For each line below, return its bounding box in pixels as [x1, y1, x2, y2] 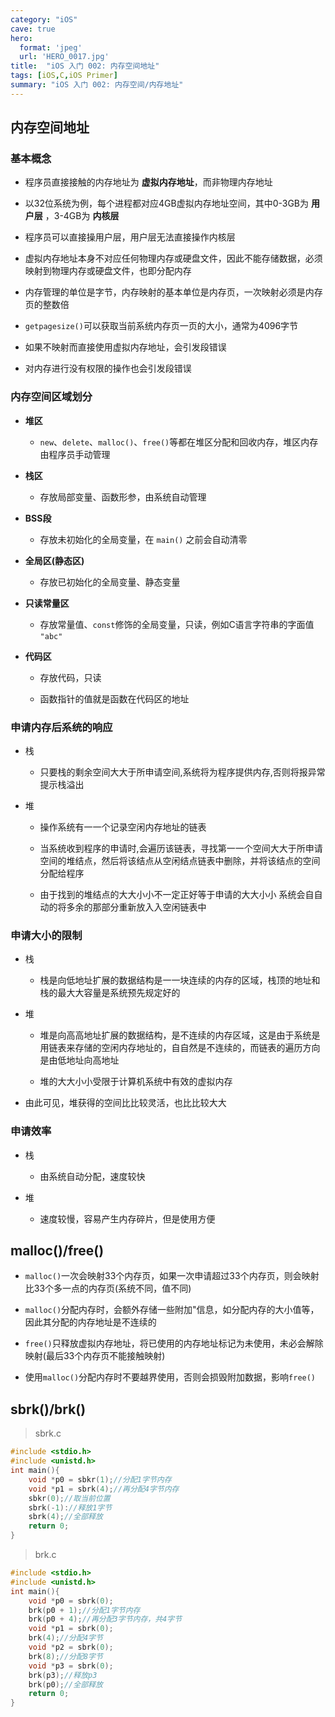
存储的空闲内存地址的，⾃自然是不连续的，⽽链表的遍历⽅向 [74, 1042, 321, 1054]
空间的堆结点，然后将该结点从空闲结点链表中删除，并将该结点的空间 [39, 855, 321, 867]
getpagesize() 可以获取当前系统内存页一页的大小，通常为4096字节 [24, 320, 299, 332]
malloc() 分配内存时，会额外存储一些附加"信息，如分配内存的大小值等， [24, 1304, 320, 1316]
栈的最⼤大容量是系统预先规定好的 [39, 987, 181, 999]
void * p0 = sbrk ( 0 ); [28, 1596, 114, 1606]
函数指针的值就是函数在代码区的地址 [39, 692, 190, 705]
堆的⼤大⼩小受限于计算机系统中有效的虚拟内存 [39, 1076, 233, 1088]
